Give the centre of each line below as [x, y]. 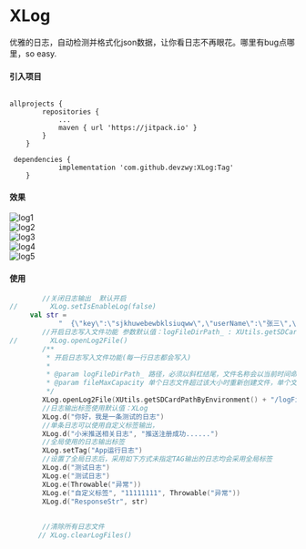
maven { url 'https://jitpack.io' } [127, 128]
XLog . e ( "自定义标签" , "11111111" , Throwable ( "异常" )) [142, 493]
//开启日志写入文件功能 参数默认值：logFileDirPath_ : [137, 332]
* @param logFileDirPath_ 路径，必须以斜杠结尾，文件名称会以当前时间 [168, 374]
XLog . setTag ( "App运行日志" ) [92, 451]
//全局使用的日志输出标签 [84, 442]
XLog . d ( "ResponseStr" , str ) [95, 502]
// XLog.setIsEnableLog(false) [83, 307]
